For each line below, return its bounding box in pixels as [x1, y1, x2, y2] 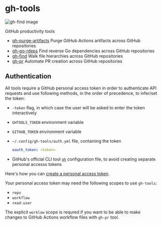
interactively [12, 110, 37, 116]
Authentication [5, 72, 52, 80]
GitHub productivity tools [5, 28, 55, 34]
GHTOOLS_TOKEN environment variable [12, 119, 84, 125]
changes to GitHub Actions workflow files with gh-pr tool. [5, 214, 119, 220]
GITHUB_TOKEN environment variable [12, 129, 82, 135]
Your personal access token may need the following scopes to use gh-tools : [5, 180, 157, 186]
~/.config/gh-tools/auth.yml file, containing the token [12, 138, 121, 144]
